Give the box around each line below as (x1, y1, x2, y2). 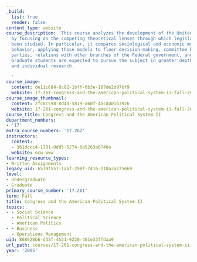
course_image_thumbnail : (6, 95, 67, 101)
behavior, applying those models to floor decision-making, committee (11, 47, 188, 53)
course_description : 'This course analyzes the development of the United (6, 30, 193, 36)
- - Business (6, 226, 38, 232)
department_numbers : (6, 117, 57, 123)
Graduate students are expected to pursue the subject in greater (11, 57, 177, 63)
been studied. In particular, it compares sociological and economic (11, 42, 185, 47)
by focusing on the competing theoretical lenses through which (11, 36, 172, 42)
